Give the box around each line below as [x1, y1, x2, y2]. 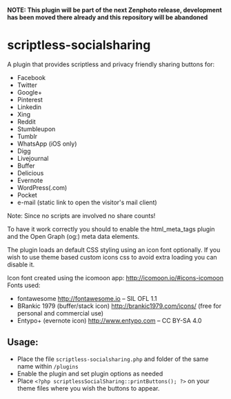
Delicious [17, 168, 44, 177]
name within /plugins [17, 362, 79, 370]
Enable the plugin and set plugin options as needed [17, 369, 163, 378]
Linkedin [17, 103, 42, 111]
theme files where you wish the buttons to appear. [17, 384, 160, 392]
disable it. [7, 260, 35, 269]
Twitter [17, 81, 38, 89]
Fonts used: [7, 281, 41, 289]
